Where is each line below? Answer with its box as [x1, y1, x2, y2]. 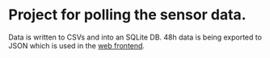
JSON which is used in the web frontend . [8, 40, 146, 50]
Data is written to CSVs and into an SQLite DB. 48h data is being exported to [8, 32, 263, 42]
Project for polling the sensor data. [8, 6, 247, 24]
